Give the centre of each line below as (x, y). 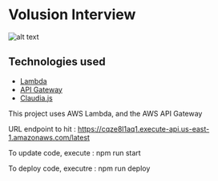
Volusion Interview (72, 15)
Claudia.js (36, 98)
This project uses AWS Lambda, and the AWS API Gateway (105, 113)
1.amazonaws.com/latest (49, 137)
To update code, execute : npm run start (75, 152)
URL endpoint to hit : (42, 128)
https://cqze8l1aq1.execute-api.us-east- (143, 128)
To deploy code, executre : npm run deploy (79, 168)
